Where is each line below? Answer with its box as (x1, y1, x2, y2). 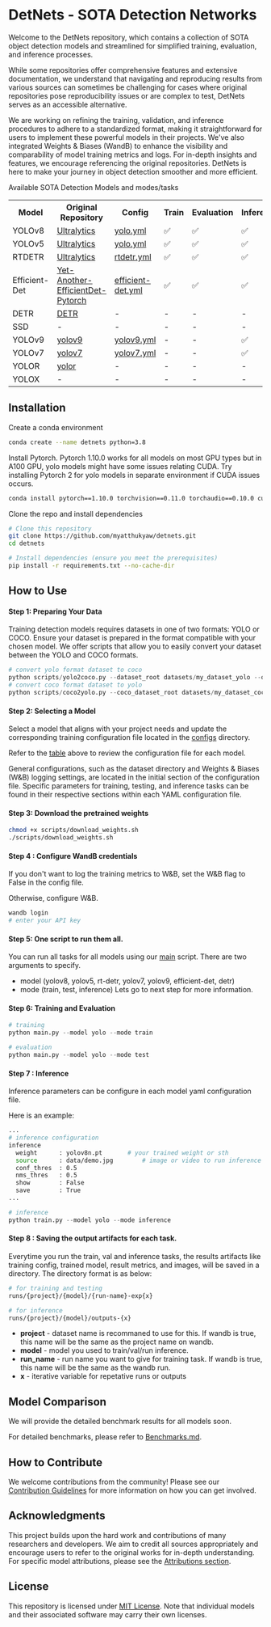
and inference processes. (8, 49, 94, 59)
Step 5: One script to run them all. (8, 934, 123, 944)
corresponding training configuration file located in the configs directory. (8, 733, 251, 742)
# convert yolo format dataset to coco (8, 666, 143, 674)
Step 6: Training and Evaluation (8, 1003, 115, 1012)
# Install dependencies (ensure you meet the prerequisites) (8, 554, 219, 563)
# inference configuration (8, 1134, 99, 1142)
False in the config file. (8, 877, 85, 887)
